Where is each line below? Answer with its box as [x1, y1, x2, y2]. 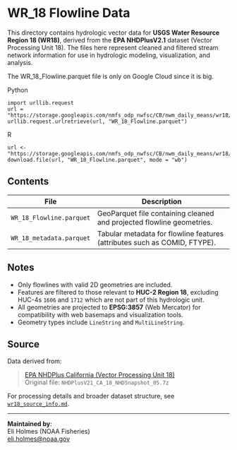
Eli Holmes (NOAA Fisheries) [7, 427, 90, 436]
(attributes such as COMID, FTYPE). [97, 237, 217, 247]
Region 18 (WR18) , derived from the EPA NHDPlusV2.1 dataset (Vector [7, 35, 213, 44]
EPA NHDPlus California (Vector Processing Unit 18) [24, 371, 175, 379]
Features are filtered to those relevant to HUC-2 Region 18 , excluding [17, 288, 219, 296]
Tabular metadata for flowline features [97, 228, 224, 238]
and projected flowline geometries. [97, 217, 213, 227]
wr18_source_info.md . [7, 399, 70, 408]
